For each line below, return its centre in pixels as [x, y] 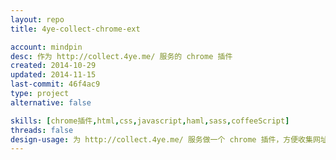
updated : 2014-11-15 [53, 75]
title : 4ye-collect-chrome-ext [75, 29]
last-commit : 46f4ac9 [55, 84]
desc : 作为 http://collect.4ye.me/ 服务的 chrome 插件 [121, 56]
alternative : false [51, 102]
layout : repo [37, 19]
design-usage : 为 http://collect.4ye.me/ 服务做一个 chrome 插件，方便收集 [161, 139]
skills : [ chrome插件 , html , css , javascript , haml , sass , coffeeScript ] [150, 121]
